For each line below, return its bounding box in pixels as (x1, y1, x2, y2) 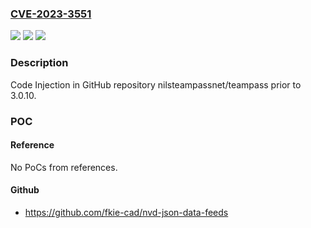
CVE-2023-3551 (10, 7, 92, 21)
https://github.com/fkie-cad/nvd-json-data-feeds (24, 206, 229, 218)
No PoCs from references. (10, 161, 118, 173)
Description (10, 56, 69, 70)
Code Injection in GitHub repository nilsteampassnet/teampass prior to (10, 78, 302, 91)
